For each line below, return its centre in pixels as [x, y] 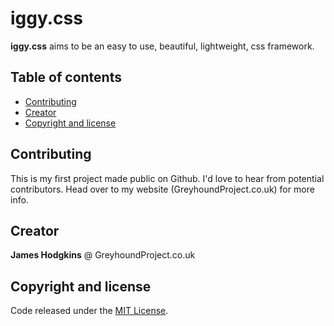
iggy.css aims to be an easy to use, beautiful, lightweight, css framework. [162, 46]
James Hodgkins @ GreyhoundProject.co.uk [103, 255]
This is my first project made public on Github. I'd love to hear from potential [167, 178]
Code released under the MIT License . [89, 311]
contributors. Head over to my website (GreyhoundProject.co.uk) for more [162, 189]
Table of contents [66, 77]
